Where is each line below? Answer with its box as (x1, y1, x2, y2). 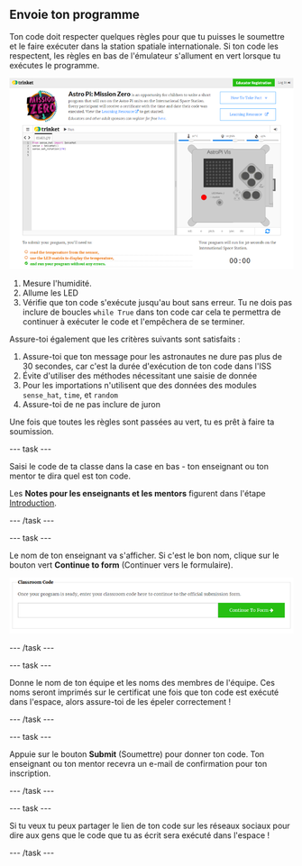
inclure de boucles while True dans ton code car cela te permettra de (22, 306, 281, 317)
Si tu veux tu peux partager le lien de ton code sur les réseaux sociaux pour (9, 820, 290, 832)
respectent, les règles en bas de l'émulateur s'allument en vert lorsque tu (9, 50, 281, 61)
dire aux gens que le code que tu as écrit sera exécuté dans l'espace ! (9, 830, 270, 841)
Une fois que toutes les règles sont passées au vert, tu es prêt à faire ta (9, 416, 275, 427)
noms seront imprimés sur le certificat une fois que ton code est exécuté (9, 687, 279, 697)
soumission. (9, 425, 54, 436)
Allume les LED (22, 287, 79, 298)
